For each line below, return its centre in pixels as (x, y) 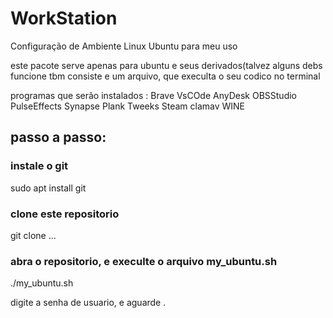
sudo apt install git (48, 188)
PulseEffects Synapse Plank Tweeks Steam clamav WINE (128, 106)
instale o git (39, 166)
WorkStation (64, 18)
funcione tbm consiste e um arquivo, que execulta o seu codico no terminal (165, 76)
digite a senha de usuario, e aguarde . (88, 303)
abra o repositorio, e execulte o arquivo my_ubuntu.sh (144, 261)
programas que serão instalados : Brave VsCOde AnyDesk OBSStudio (154, 95)
